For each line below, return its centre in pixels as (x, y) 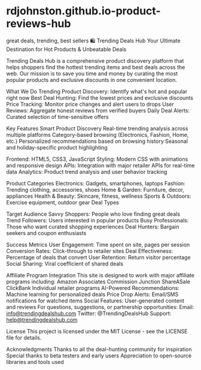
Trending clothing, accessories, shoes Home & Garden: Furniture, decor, (95, 189)
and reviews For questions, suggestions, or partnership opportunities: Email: (100, 307)
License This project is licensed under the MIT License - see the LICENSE (97, 331)
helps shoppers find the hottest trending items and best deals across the (96, 67)
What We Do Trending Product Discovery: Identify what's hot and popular (97, 91)
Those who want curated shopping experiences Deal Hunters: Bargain (93, 227)
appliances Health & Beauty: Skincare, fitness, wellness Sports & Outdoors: (99, 196)
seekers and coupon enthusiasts (46, 233)
